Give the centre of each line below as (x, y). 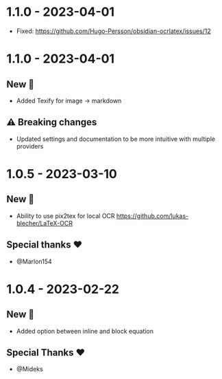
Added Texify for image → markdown (69, 100)
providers (30, 146)
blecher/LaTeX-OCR (45, 223)
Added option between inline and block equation (85, 331)
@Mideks (30, 369)
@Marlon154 (34, 261)
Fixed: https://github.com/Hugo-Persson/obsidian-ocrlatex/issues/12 (114, 31)
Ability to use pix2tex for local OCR (65, 216)
